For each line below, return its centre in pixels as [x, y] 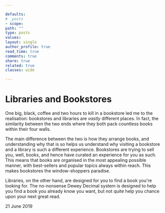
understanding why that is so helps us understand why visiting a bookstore [83, 144]
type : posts [18, 33]
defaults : [16, 14]
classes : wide [20, 70]
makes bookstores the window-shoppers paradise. [58, 171]
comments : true [21, 56]
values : [13, 38]
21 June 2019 [19, 206]
